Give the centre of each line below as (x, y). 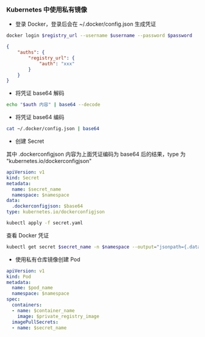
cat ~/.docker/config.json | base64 (53, 129)
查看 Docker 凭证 (28, 235)
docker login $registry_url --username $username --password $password (99, 36)
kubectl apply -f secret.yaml (45, 223)
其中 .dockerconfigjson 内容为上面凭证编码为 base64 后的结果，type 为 (96, 154)
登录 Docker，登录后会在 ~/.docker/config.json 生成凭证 (86, 24)
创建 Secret (30, 141)
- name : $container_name (43, 310)
